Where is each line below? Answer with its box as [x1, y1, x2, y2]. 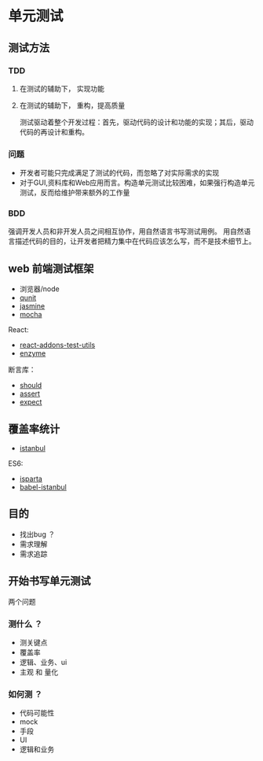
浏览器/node [19, 284, 60, 294]
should [19, 381, 42, 390]
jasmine [19, 301, 46, 311]
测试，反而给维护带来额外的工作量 [19, 188, 130, 198]
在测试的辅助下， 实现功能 [19, 83, 104, 93]
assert [19, 389, 41, 398]
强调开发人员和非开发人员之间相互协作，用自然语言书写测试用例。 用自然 [8, 227, 244, 236]
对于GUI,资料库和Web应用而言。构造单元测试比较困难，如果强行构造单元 [19, 178, 255, 187]
